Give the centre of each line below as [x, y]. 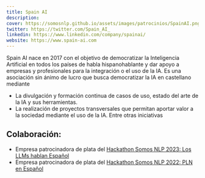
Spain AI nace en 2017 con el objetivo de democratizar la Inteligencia [93, 58]
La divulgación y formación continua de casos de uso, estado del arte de [107, 96]
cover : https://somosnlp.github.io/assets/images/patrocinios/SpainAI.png [103, 23]
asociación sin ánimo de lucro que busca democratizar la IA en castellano [99, 77]
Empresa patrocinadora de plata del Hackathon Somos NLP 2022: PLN [104, 162]
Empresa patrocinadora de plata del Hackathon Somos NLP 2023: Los [103, 149]
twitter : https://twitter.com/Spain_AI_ [59, 29]
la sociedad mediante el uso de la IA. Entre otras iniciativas [89, 115]
